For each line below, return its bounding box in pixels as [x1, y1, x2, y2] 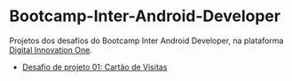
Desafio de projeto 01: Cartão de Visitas [21, 62, 168, 72]
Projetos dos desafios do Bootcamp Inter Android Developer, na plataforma [9, 35, 284, 46]
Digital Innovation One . [9, 44, 93, 55]
